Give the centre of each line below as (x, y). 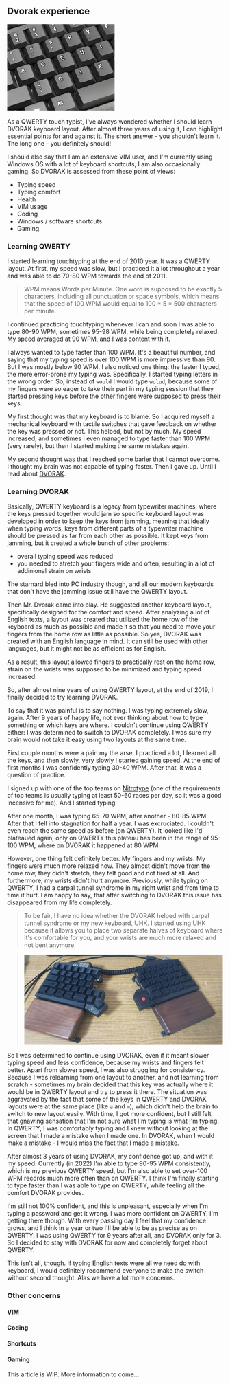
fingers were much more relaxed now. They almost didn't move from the (109, 866)
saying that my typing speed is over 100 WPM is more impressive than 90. (111, 359)
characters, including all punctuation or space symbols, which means (122, 297)
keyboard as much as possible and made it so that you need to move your (111, 627)
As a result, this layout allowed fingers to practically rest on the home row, (111, 662)
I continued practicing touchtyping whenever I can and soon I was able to (111, 324)
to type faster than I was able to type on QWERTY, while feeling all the (106, 1185)
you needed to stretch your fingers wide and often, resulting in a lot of (116, 563)
